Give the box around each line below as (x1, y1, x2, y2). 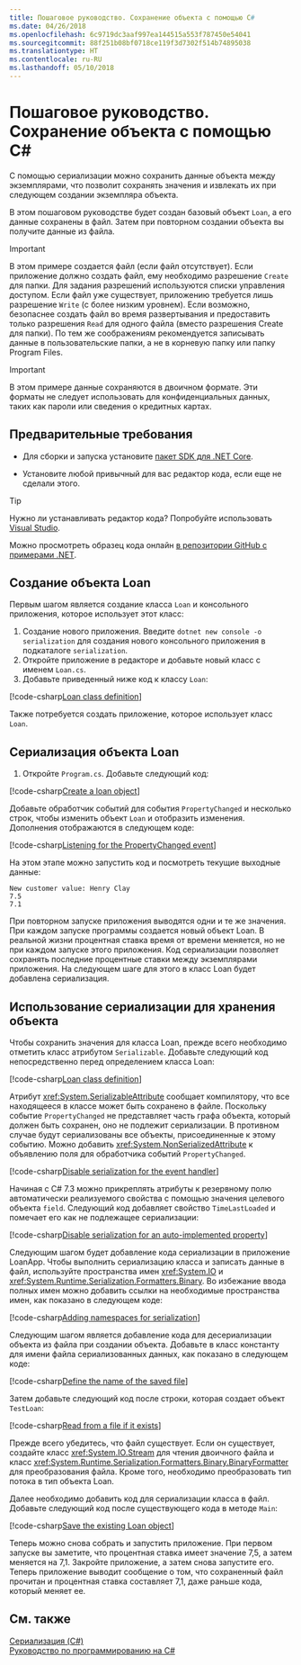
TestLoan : (9, 1403, 45, 1414)
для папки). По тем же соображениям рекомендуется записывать (9, 328, 265, 338)
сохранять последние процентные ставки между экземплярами (9, 954, 258, 965)
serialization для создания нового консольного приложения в (22, 635, 266, 646)
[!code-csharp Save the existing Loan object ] (9, 1520, 175, 1531)
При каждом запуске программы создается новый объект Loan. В (9, 925, 265, 936)
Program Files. (9, 346, 63, 357)
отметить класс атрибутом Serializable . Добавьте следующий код (9, 1047, 269, 1057)
